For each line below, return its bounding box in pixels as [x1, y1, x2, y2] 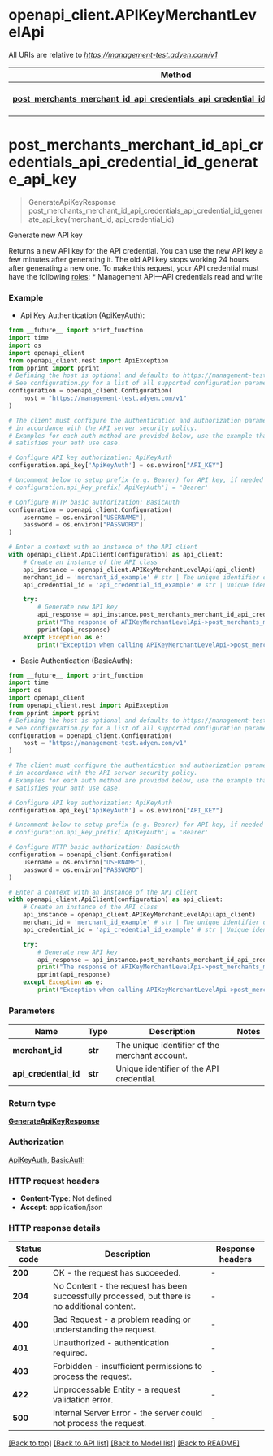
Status [15, 1243, 42, 1254]
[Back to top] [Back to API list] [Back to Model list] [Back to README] [8, 1438, 240, 1448]
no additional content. [52, 1301, 136, 1312]
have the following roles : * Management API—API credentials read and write [8, 271, 263, 281]
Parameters [8, 1005, 55, 1016]
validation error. [52, 1394, 114, 1406]
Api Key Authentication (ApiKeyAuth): [19, 310, 145, 320]
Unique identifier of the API [115, 1063, 219, 1074]
